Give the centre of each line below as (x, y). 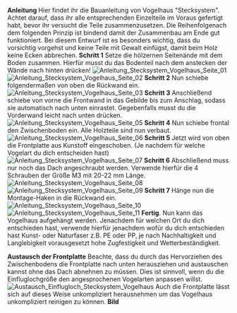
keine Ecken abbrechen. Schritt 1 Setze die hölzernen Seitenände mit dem (115, 55)
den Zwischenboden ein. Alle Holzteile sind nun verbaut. (89, 130)
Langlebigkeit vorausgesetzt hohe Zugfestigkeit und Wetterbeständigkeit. (114, 243)
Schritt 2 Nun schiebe (176, 78)
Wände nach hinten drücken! (49, 70)
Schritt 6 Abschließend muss (187, 160)
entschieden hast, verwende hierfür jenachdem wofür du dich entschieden (116, 228)
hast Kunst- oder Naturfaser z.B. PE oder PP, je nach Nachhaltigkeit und (112, 235)
